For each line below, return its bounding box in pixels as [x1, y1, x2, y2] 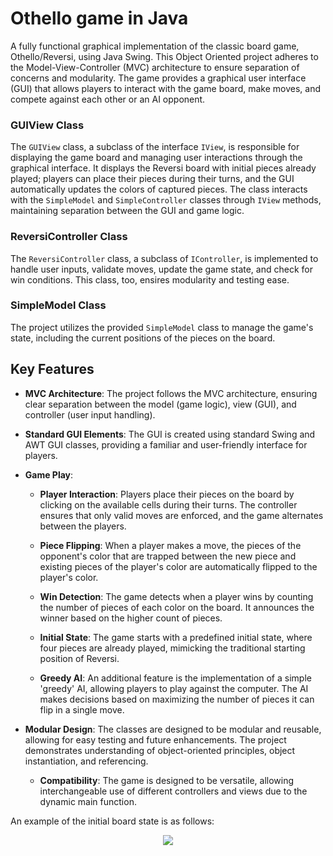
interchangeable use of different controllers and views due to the [39, 785, 308, 797]
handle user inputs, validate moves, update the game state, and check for [10, 263, 313, 275]
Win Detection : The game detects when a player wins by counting [39, 590, 314, 602]
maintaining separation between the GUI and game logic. [10, 205, 245, 217]
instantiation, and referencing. [24, 755, 149, 767]
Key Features [10, 361, 95, 378]
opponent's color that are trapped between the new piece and [39, 550, 297, 562]
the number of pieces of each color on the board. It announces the [39, 601, 315, 613]
